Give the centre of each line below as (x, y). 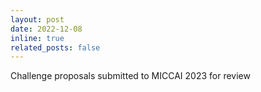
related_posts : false (55, 47)
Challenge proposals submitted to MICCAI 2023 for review (130, 76)
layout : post (37, 19)
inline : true (37, 38)
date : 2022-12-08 (46, 29)
